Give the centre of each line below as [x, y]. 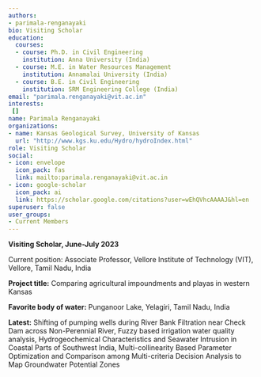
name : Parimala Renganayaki [55, 119]
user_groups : [30, 215]
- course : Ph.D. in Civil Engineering [79, 52]
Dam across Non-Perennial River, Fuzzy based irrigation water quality [121, 331]
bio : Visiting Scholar [45, 30]
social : [21, 155]
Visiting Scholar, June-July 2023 [64, 244]
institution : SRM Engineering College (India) [100, 89]
